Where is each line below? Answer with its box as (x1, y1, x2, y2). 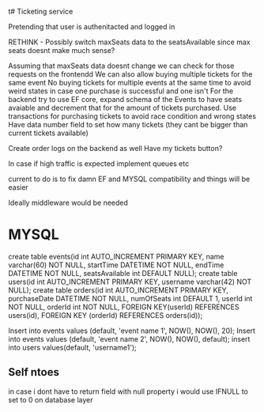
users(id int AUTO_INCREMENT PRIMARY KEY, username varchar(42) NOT (8, 277, 252, 286)
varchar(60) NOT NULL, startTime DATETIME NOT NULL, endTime (8, 260, 224, 270)
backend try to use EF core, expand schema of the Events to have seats (8, 95, 243, 104)
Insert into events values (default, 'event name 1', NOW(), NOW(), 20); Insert (8, 326, 255, 335)
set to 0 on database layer (8, 395, 93, 404)
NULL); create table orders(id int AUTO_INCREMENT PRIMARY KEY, (8, 285, 229, 295)
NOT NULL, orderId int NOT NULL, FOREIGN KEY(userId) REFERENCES (8, 302, 239, 312)
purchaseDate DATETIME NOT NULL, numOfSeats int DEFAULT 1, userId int (8, 293, 253, 303)
